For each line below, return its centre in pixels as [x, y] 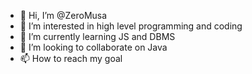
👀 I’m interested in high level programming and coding [131, 26]
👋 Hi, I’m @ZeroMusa [63, 15]
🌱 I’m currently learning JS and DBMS [97, 36]
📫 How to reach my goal [71, 58]
